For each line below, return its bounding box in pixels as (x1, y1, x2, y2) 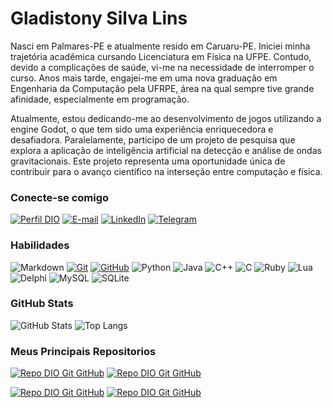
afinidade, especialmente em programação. (10, 93, 190, 105)
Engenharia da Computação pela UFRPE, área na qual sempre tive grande (10, 82, 315, 94)
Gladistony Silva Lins (10, 7, 188, 30)
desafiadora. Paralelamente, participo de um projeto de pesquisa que (10, 133, 296, 146)
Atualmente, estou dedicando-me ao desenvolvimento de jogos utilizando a (10, 112, 322, 124)
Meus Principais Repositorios (10, 344, 157, 358)
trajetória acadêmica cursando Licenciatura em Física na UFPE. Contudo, (10, 50, 312, 62)
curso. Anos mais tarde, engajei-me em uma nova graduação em (10, 72, 278, 84)
